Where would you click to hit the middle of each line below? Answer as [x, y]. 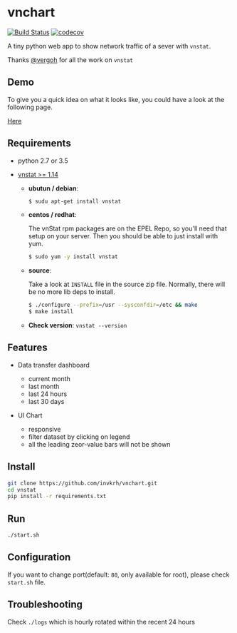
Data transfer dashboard [54, 365]
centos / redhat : [52, 215]
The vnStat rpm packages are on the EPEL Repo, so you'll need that [128, 228]
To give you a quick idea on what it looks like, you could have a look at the [116, 99]
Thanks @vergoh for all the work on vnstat [70, 60]
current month [49, 378]
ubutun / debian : [53, 188]
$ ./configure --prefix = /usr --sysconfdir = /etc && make [113, 305]
